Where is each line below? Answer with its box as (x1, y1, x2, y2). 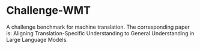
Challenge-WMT (6, 4, 91, 17)
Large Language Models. (6, 36, 68, 43)
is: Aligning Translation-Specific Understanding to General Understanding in (6, 29, 195, 36)
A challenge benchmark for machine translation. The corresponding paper (6, 23, 190, 30)
